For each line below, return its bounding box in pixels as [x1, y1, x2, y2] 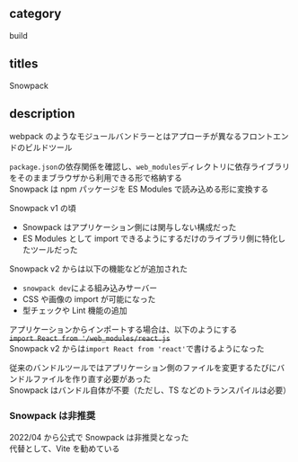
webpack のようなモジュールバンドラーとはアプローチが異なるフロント [9, 131, 274, 142]
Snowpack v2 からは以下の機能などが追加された [9, 263, 188, 274]
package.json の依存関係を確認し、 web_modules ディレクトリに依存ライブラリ [9, 161, 290, 173]
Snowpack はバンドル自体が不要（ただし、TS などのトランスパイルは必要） [9, 385, 292, 395]
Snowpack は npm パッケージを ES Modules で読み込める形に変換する [9, 183, 269, 195]
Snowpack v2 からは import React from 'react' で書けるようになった [9, 343, 265, 354]
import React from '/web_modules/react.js [9, 334, 171, 343]
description [9, 106, 75, 121]
